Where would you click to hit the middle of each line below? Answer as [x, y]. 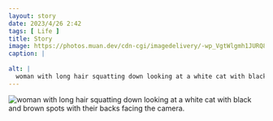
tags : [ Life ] [34, 31]
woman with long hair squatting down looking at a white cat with [130, 76]
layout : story [32, 16]
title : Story [30, 39]
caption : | [27, 54]
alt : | [19, 69]
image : [19, 46]
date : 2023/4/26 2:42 [45, 24]
